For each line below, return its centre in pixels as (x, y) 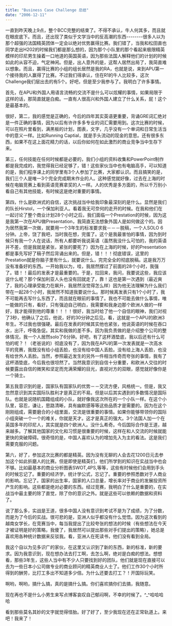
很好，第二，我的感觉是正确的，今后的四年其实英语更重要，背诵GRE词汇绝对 (86, 116)
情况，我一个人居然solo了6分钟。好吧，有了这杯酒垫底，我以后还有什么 (85, 337)
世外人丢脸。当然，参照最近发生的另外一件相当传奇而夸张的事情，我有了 (90, 356)
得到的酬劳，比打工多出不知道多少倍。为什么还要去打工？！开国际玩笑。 (81, 573)
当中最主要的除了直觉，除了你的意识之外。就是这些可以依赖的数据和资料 (86, 493)
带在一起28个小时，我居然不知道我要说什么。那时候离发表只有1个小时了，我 (85, 292)
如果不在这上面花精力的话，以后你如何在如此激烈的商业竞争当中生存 (86, 142)
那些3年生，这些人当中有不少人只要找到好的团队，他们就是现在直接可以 (90, 560)
